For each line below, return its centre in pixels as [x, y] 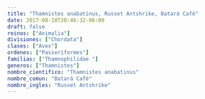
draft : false [26, 26]
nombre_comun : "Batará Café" [50, 78]
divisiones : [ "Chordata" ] [45, 40]
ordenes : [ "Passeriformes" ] [48, 53]
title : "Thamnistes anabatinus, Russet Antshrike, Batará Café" [103, 14]
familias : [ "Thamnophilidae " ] [53, 59]
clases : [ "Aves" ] [33, 46]
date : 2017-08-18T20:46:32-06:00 [56, 20]
